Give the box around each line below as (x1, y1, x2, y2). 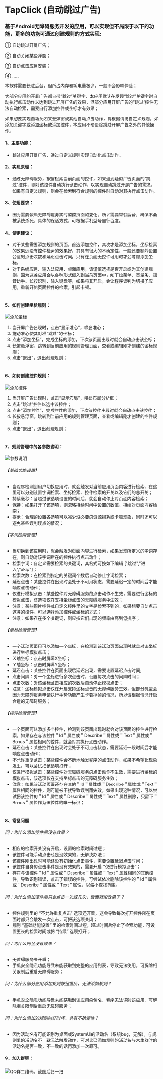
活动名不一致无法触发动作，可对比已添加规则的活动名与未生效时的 (25, 1037, 157, 1043)
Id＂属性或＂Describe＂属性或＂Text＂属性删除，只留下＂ (42, 793, 158, 799)
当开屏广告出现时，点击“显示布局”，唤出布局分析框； (12, 395, 119, 401)
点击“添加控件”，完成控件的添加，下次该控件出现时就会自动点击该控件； (12, 407, 157, 413)
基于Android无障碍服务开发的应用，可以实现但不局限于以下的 (5, 23, 149, 30)
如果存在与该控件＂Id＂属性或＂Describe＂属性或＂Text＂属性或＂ (20, 732, 154, 738)
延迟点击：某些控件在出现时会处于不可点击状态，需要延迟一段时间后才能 (12, 745, 157, 750)
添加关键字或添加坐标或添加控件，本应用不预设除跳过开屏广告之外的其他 (5, 122, 150, 128)
